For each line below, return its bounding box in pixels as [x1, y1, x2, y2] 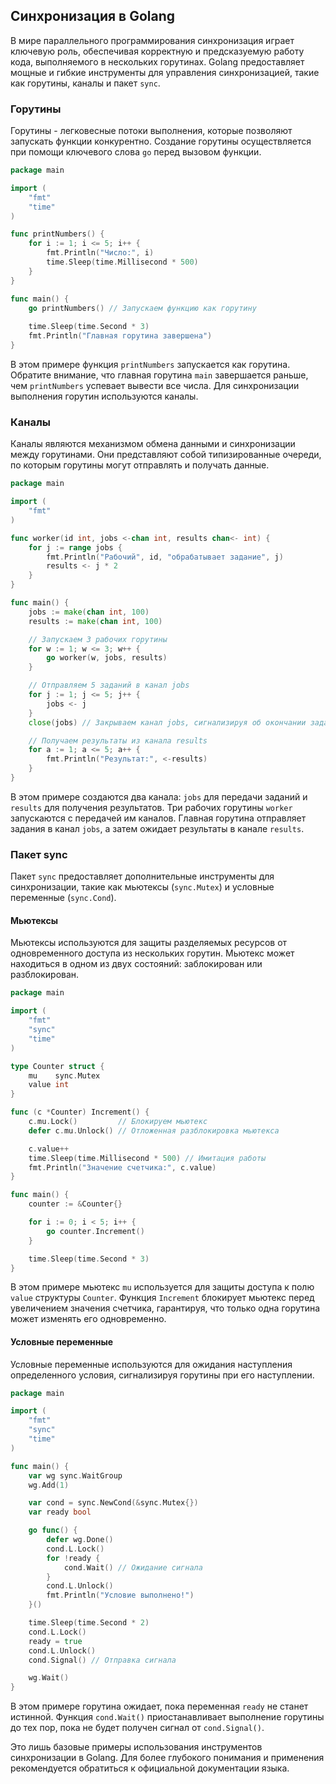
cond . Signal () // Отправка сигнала [28, 1655, 177, 1665]
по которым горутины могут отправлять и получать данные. [10, 459, 270, 471]
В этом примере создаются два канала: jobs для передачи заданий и [10, 790, 308, 803]
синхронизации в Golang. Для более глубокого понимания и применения [10, 1752, 325, 1764]
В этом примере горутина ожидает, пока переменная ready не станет [10, 1700, 309, 1713]
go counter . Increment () [46, 1226, 145, 1236]
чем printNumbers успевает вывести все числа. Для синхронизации [10, 379, 300, 391]
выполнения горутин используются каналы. [10, 390, 199, 402]
